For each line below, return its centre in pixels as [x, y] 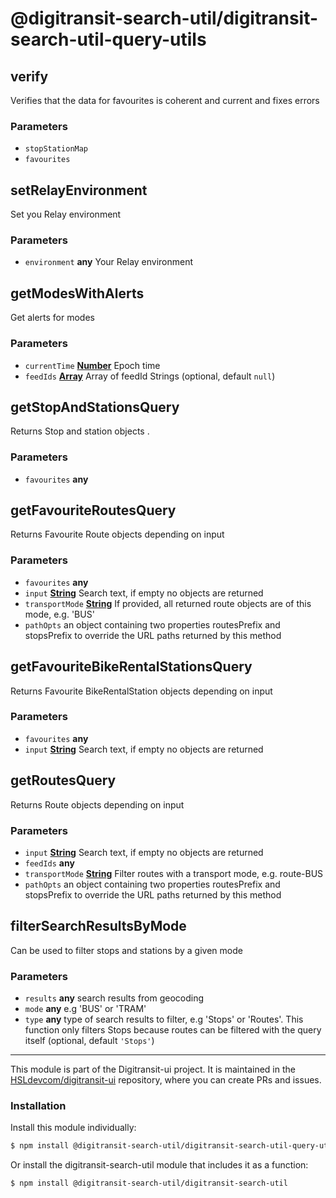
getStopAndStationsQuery [95, 407]
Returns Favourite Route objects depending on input [117, 534]
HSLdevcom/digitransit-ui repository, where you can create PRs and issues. [166, 1080]
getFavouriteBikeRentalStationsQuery [131, 667]
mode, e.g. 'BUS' [59, 614]
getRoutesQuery [63, 780]
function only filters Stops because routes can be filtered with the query [173, 1030]
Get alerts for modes [52, 318]
